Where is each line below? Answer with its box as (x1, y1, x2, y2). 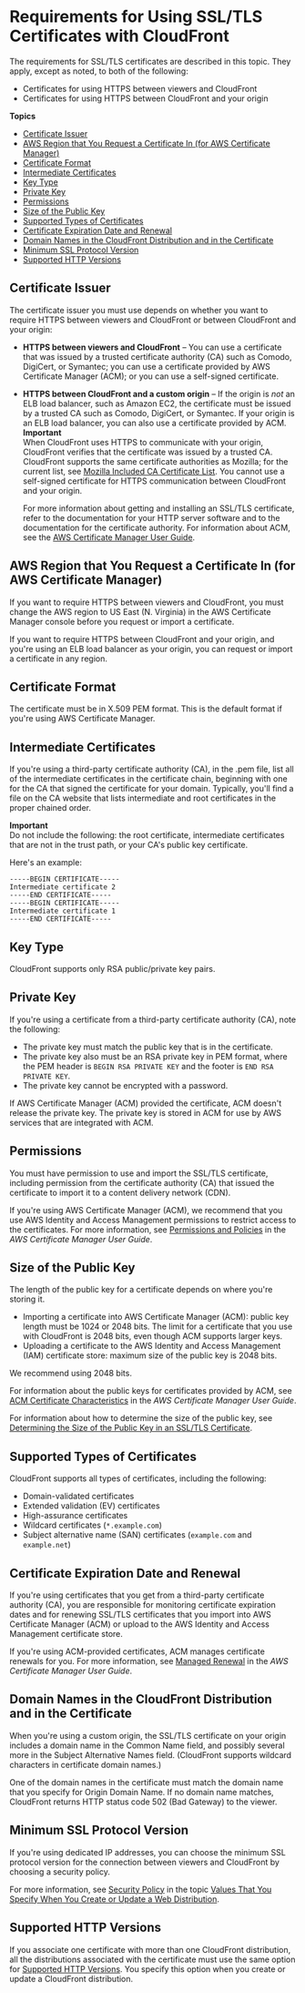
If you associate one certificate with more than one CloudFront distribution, (9, 1944, 291, 1955)
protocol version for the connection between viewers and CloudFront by (9, 1856, 280, 1867)
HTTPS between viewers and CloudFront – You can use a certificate (22, 342, 282, 353)
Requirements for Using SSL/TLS (9, 6, 263, 27)
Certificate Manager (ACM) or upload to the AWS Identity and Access (9, 1619, 270, 1630)
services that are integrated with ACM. (9, 1117, 154, 1128)
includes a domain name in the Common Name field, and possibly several (9, 1740, 285, 1751)
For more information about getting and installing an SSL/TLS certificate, (22, 503, 295, 514)
